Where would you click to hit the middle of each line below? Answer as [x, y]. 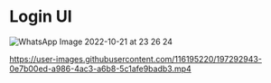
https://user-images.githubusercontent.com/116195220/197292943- [135, 59]
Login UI [41, 17]
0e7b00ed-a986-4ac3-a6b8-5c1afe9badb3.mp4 [100, 69]
